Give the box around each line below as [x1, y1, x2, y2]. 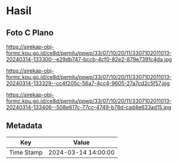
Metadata [6, 121, 43, 131]
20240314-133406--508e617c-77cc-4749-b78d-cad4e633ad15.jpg [6, 104, 171, 110]
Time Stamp [9, 148, 43, 156]
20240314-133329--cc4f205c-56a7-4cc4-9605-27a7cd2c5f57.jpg [6, 80, 170, 87]
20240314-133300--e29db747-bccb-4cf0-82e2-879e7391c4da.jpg [6, 56, 173, 63]
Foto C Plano [6, 28, 54, 38]
